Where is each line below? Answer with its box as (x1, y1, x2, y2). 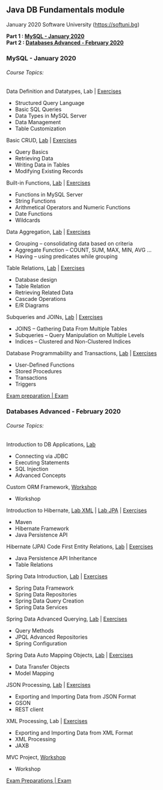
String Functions (14, 197, 56, 204)
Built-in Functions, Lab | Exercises (6, 179, 91, 186)
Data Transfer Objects (14, 663, 70, 671)
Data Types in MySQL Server (14, 112, 87, 119)
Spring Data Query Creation (14, 597, 84, 605)
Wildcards (14, 216, 40, 224)
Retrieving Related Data (14, 289, 73, 296)
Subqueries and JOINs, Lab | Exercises (6, 313, 103, 320)
